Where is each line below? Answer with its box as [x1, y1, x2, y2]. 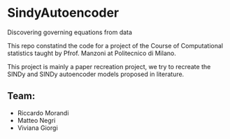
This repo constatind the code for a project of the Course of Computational [7, 41, 224, 50]
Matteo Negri [17, 116, 56, 124]
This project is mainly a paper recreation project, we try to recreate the [7, 62, 211, 71]
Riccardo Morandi [17, 108, 69, 117]
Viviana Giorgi [17, 124, 58, 132]
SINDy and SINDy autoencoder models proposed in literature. [7, 70, 185, 78]
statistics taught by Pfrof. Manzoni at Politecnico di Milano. [7, 49, 176, 57]
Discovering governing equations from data [7, 28, 133, 36]
